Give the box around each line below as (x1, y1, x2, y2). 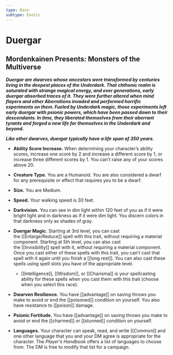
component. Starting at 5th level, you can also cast (13, 239, 121, 245)
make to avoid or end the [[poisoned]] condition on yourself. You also (13, 297, 160, 303)
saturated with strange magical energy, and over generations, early (6, 87, 155, 93)
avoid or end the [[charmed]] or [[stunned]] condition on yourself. (13, 318, 152, 324)
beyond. (6, 125, 24, 131)
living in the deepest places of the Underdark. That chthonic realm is (6, 82, 156, 88)
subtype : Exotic (6, 12, 41, 17)
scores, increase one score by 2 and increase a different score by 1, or (13, 151, 163, 157)
